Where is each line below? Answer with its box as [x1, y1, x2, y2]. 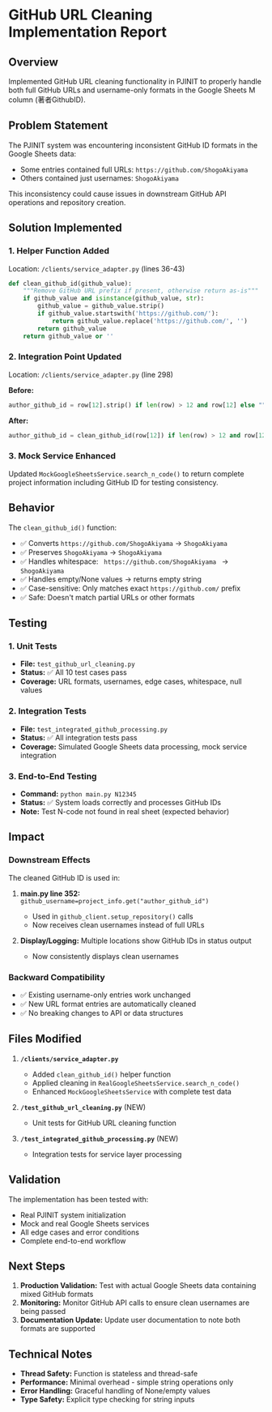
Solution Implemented [8, 221, 123, 235]
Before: [8, 385, 34, 395]
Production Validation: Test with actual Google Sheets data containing [19, 1281, 257, 1290]
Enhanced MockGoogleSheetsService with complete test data [32, 1086, 232, 1096]
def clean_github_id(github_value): [8, 279, 132, 288]
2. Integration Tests [8, 706, 87, 717]
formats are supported [19, 1324, 96, 1333]
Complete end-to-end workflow [19, 1235, 126, 1245]
